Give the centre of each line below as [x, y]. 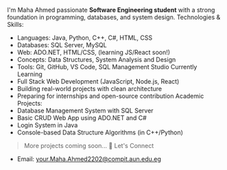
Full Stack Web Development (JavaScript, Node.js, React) [98, 81]
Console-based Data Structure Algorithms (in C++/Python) [100, 132]
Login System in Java [47, 125]
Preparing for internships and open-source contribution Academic [110, 96]
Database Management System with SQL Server [85, 110]
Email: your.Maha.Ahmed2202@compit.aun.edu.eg [89, 159]
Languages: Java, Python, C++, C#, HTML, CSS [85, 38]
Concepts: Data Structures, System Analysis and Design [96, 60]
